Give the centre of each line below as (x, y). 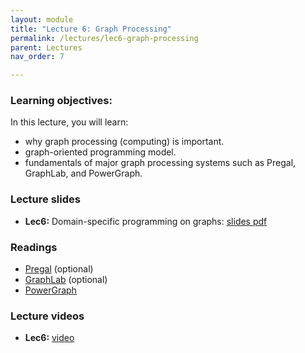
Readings (34, 247)
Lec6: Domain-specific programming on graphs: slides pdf (146, 221)
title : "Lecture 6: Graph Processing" (91, 29)
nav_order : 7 (37, 57)
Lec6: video (49, 338)
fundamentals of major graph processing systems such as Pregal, (160, 163)
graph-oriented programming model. (100, 152)
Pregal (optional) (59, 269)
